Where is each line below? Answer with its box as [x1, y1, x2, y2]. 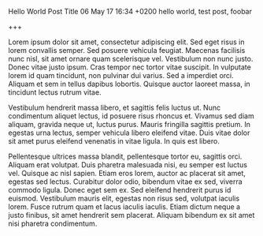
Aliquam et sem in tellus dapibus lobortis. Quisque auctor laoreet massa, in [8, 79, 250, 88]
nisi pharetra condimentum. [8, 219, 98, 228]
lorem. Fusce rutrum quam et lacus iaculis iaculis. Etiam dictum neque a [8, 202, 241, 212]
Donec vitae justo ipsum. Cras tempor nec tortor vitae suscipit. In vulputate [8, 62, 252, 72]
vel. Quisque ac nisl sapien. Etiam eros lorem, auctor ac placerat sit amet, [8, 169, 246, 178]
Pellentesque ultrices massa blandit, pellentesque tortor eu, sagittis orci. [8, 152, 243, 161]
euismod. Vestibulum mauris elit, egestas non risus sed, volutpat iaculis [8, 193, 240, 203]
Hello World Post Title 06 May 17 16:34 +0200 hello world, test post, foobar [8, 7, 252, 16]
